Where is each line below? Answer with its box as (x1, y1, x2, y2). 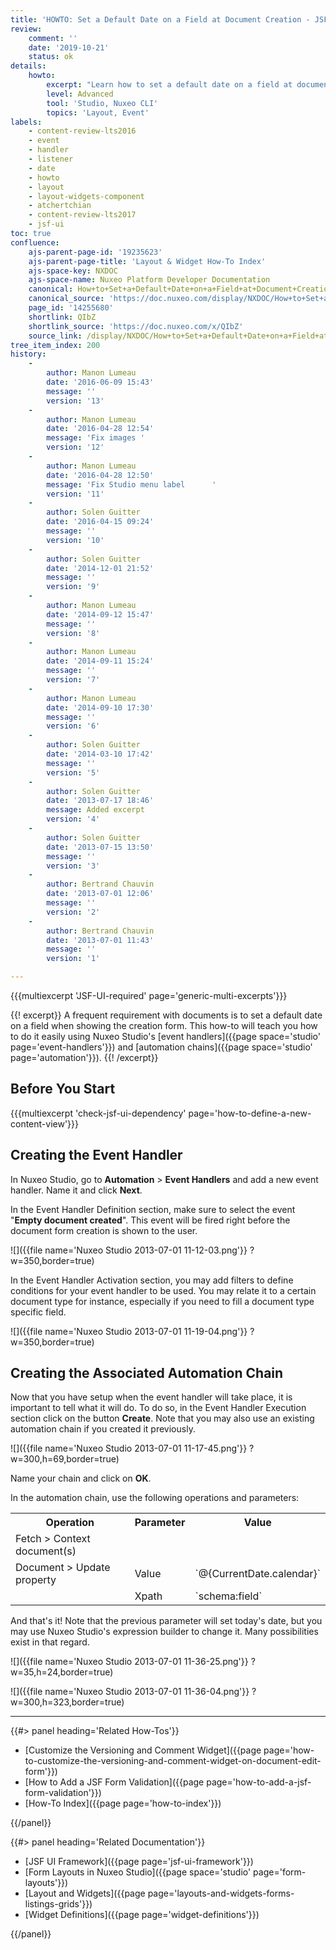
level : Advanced (46, 89, 114, 99)
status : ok (28, 52, 74, 62)
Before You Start (10, 1081, 116, 1098)
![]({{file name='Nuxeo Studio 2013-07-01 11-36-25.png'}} (10, 1656, 249, 1668)
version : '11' (46, 489, 105, 499)
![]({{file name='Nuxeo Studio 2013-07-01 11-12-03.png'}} (10, 1244, 248, 1256)
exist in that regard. (10, 1636, 90, 1648)
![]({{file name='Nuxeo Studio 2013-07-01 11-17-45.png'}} (10, 1442, 248, 1455)
